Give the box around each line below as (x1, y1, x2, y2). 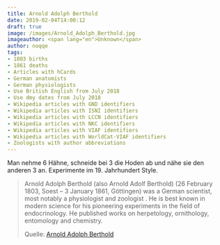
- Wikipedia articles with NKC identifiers (7, 120, 136, 127)
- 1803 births (7, 56, 49, 63)
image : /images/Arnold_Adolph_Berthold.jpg (7, 29, 136, 37)
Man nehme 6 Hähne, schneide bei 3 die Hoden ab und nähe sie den (7, 159, 204, 167)
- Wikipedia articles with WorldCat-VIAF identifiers (7, 133, 167, 140)
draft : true (7, 23, 42, 30)
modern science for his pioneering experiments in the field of (24, 202, 201, 210)
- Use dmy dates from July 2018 (7, 95, 101, 102)
